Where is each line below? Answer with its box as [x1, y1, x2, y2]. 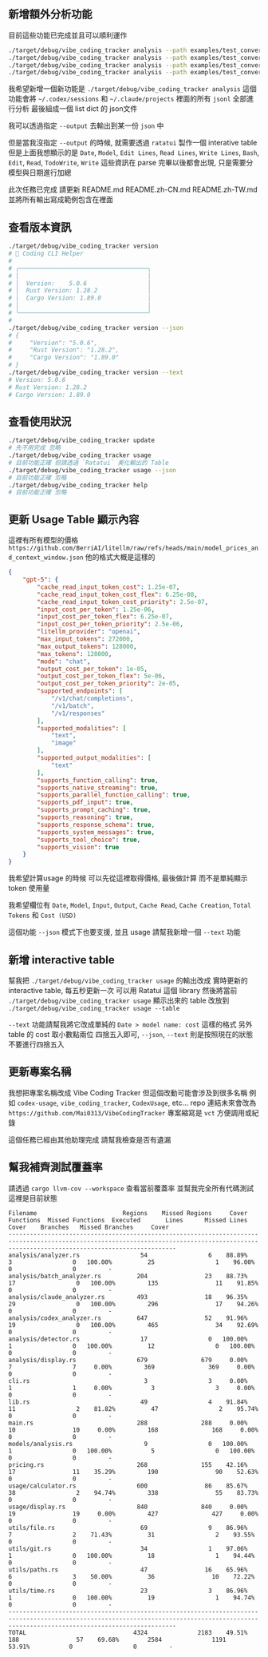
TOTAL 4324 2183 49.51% [8, 1628, 248, 1636]
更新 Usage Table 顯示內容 [8, 512, 140, 526]
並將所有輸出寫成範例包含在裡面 [8, 195, 113, 205]
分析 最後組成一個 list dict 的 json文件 [14, 104, 138, 113]
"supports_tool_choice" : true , [37, 836, 141, 844]
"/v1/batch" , [50, 701, 94, 709]
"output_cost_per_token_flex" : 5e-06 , [37, 672, 166, 681]
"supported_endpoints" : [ [37, 687, 124, 695]
